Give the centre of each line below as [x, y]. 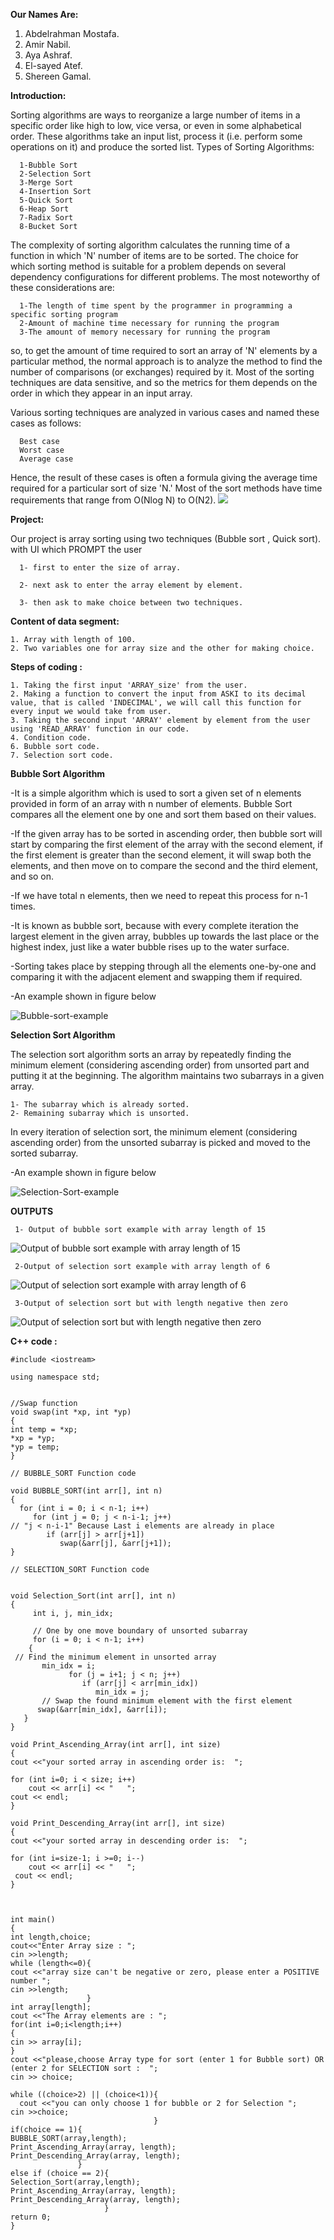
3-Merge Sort [46, 183]
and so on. [32, 876]
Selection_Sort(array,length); [75, 2182]
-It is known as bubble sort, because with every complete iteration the [155, 925]
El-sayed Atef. [53, 65]
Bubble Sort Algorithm [58, 773]
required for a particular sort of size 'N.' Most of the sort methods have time [166, 488]
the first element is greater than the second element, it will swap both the [161, 855]
